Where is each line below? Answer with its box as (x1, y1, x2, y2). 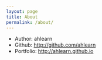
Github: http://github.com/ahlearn (14, 41, 96, 48)
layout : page (6, 8, 38, 15)
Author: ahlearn (14, 36, 53, 43)
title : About (6, 14, 38, 20)
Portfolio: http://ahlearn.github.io (14, 48, 94, 55)
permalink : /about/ (6, 19, 54, 25)
